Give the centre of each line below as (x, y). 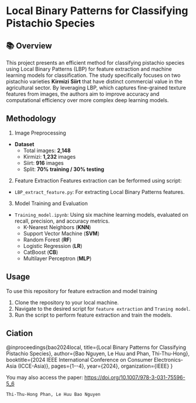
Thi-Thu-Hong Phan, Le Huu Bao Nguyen (53, 395)
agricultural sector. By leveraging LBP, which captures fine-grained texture (96, 88)
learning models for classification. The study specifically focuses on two (93, 75)
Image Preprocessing (40, 133)
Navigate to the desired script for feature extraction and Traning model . (102, 308)
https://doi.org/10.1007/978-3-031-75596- (135, 378)
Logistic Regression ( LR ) (53, 246)
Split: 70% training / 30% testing (63, 169)
